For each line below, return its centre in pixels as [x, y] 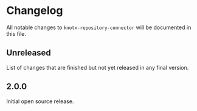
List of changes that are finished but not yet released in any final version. [98, 67]
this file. [16, 33]
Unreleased [29, 53]
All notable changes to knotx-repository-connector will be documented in [99, 27]
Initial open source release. [40, 101]
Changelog [35, 11]
